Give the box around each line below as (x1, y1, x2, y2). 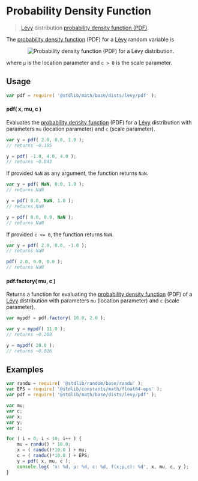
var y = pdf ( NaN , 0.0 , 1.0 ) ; (6, 182, 85, 188)
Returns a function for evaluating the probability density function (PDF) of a (6, 290, 193, 298)
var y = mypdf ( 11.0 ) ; (6, 326, 66, 332)
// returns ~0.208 (6, 332, 52, 338)
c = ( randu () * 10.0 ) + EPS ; (17, 453, 90, 459)
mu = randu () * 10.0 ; (17, 441, 71, 447)
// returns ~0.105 (6, 142, 52, 149)
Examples (6, 365, 44, 375)
